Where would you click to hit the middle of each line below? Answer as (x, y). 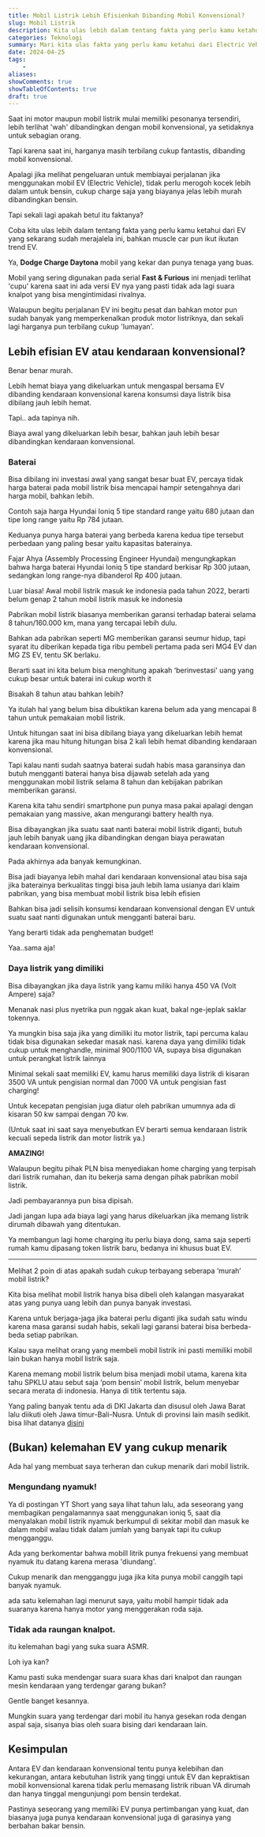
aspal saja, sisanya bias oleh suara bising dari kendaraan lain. (108, 1725)
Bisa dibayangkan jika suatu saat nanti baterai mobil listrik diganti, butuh (125, 830)
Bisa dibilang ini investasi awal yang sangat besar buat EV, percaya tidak (126, 480)
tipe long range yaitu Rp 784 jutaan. (66, 520)
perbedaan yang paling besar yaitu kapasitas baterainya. (101, 544)
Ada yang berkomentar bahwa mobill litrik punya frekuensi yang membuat (128, 1553)
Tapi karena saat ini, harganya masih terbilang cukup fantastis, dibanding (127, 151)
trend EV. (23, 247)
